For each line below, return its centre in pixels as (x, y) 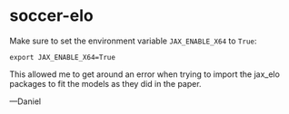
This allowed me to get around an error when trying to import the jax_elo (144, 74)
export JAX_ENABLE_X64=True (63, 57)
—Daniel (25, 101)
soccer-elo (51, 16)
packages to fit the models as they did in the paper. (105, 83)
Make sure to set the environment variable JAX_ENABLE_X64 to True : (133, 41)
